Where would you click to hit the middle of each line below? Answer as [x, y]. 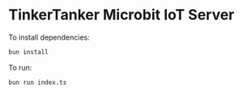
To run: [20, 67]
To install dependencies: [49, 37]
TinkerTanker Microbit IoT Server [122, 15]
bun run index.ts [38, 82]
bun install [28, 52]
